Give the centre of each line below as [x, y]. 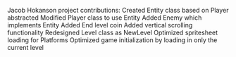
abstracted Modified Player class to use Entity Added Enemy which [105, 18]
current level [26, 47]
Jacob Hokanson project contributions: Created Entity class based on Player [118, 10]
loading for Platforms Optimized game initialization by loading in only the [112, 40]
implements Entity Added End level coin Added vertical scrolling [100, 25]
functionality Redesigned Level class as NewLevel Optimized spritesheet [113, 32]
